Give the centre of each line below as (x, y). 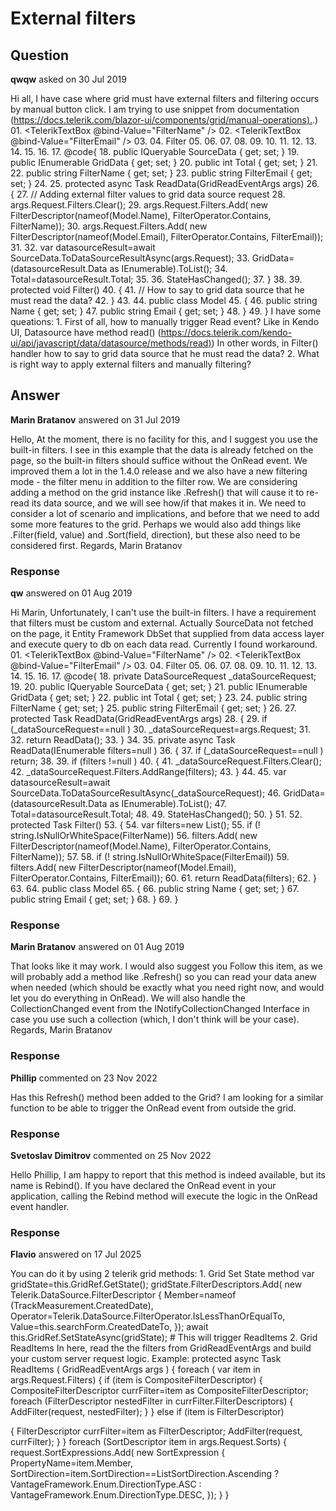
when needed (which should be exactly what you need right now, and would (167, 988)
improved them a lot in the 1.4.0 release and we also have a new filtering (159, 471)
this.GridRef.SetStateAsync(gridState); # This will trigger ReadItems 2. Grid (164, 1338)
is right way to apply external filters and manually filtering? (131, 364)
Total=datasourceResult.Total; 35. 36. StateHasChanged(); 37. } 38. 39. (156, 279)
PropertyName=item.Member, (72, 1463)
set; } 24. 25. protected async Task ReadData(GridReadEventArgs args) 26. (165, 183)
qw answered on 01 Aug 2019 (71, 593)
